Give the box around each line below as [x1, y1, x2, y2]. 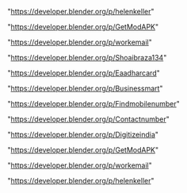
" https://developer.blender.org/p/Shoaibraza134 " [7, 53, 167, 62]
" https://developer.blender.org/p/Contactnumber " [7, 114, 170, 124]
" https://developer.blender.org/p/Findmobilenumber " [7, 99, 180, 108]
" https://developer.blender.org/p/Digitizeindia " [7, 130, 159, 139]
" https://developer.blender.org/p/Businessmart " [7, 83, 163, 93]
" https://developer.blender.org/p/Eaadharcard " [7, 68, 160, 78]
